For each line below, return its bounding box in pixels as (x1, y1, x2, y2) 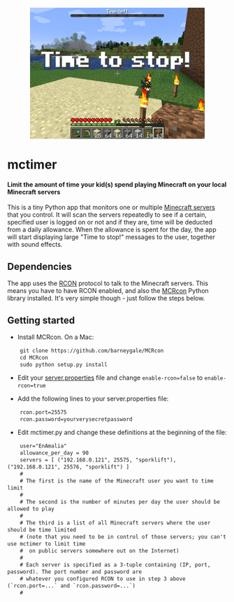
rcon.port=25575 (20, 409, 68, 416)
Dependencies (7, 260, 72, 273)
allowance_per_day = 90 (20, 450, 89, 457)
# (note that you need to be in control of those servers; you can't (20, 533, 227, 540)
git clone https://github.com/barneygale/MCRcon (20, 347, 164, 354)
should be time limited (7, 526, 77, 533)
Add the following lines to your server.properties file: (17, 394, 169, 403)
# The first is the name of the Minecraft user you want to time (20, 478, 214, 485)
